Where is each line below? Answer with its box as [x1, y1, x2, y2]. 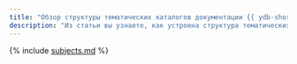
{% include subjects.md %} [9, 45, 109, 55]
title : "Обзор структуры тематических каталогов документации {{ [9, 12, 255, 22]
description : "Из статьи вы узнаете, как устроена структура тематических [9, 21, 291, 30]
